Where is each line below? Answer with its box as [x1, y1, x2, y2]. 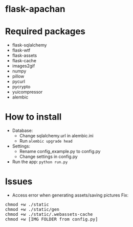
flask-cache [12, 58, 37, 64]
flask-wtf [12, 48, 30, 53]
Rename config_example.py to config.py [19, 149, 101, 154]
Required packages [5, 26, 86, 37]
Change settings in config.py [19, 153, 78, 160]
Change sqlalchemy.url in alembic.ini [19, 133, 94, 139]
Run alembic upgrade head [19, 138, 73, 144]
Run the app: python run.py [12, 159, 68, 165]
